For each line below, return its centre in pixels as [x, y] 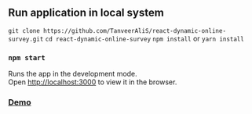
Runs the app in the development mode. [73, 74]
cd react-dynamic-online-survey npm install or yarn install [145, 38]
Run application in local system [86, 13]
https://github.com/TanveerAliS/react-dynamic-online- [134, 30]
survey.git [26, 39]
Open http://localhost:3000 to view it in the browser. [93, 82]
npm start [27, 57]
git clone [24, 30]
